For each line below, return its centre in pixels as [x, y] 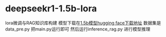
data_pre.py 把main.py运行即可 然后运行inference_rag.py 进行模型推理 [78, 29]
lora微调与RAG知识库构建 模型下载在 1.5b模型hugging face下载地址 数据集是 [83, 23]
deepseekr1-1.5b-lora [51, 9]
